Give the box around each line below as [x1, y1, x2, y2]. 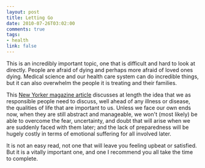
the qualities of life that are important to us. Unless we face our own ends [6, 104, 192, 111]
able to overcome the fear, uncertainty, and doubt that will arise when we [6, 117, 191, 124]
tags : [6, 32, 20, 38]
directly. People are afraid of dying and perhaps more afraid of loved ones [6, 66, 193, 73]
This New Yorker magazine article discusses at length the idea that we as [6, 91, 192, 98]
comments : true [6, 26, 45, 32]
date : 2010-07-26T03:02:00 [6, 20, 75, 26]
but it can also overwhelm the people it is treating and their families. [6, 79, 177, 86]
